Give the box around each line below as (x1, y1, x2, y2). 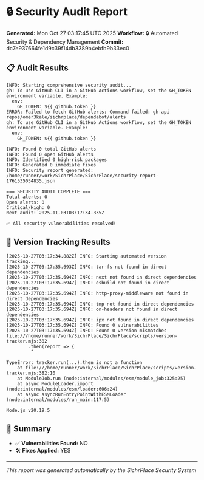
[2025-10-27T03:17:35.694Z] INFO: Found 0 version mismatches (6, 327, 167, 334)
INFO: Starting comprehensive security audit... (6, 82, 132, 88)
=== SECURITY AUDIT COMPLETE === (6, 188, 91, 194)
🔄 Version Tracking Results (6, 237, 110, 247)
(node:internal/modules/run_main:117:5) (6, 396, 110, 403)
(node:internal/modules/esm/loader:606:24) (6, 386, 118, 392)
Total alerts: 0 (6, 194, 47, 200)
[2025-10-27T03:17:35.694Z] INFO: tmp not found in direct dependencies (6, 301, 194, 307)
